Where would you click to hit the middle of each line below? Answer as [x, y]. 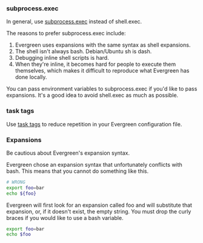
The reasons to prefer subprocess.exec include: [66, 33]
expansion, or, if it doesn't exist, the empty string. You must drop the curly [99, 211]
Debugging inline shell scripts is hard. [62, 58]
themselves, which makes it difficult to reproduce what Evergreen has [102, 71]
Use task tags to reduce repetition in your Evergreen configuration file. [94, 124]
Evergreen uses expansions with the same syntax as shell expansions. [103, 45]
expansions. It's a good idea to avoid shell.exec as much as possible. [92, 96]
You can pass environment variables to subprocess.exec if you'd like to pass [102, 89]
